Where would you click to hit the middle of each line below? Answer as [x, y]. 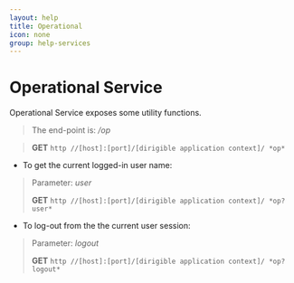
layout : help [34, 18]
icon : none [30, 34]
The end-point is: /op [71, 130]
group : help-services [50, 43]
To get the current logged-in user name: [97, 165]
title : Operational [46, 26]
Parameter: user [62, 183]
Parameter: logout [65, 243]
